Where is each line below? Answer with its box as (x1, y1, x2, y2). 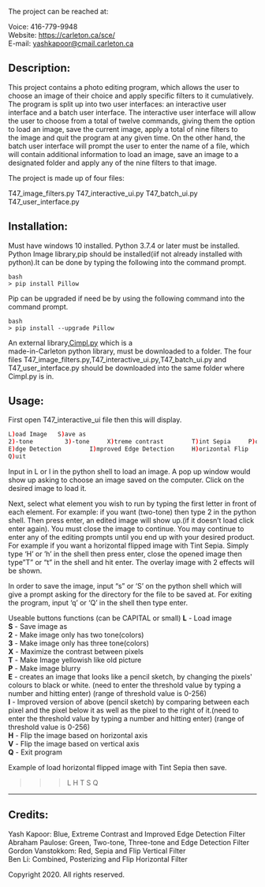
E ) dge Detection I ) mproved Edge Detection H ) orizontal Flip (8, 445, 248, 453)
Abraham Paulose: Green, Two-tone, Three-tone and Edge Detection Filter (8, 837, 250, 847)
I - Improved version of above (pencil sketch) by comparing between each (8, 697, 250, 706)
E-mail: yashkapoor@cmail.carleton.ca (8, 39, 134, 48)
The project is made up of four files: (8, 173, 125, 182)
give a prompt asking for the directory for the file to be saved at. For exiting (8, 589, 252, 599)
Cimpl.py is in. (8, 371, 54, 381)
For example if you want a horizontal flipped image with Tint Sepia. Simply (8, 541, 249, 550)
